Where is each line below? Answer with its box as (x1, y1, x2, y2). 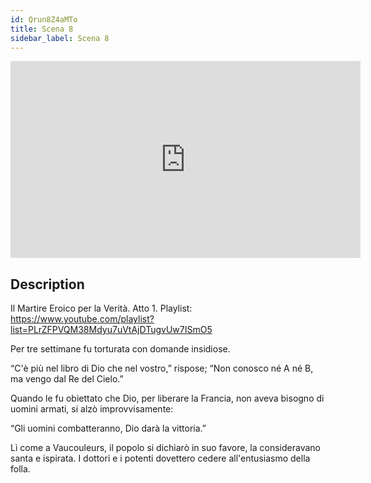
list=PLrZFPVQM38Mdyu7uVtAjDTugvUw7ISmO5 (10, 324, 213, 336)
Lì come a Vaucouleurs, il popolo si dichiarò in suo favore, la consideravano (10, 442, 321, 454)
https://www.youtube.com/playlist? (10, 313, 155, 325)
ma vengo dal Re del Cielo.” (10, 373, 124, 385)
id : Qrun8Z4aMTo (10, 14, 78, 25)
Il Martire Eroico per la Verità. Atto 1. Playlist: (10, 302, 193, 315)
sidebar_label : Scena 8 (10, 33, 110, 43)
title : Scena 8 (10, 24, 74, 34)
